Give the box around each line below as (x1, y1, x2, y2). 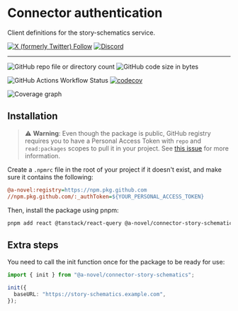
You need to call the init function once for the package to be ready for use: (7, 258, 225, 266)
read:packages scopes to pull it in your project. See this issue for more (24, 143, 229, 153)
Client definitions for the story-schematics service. (7, 28, 156, 37)
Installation (7, 110, 58, 122)
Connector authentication (7, 5, 163, 21)
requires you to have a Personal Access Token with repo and (24, 136, 202, 145)
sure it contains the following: (7, 172, 93, 181)
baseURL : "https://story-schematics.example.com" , (13, 291, 166, 298)
